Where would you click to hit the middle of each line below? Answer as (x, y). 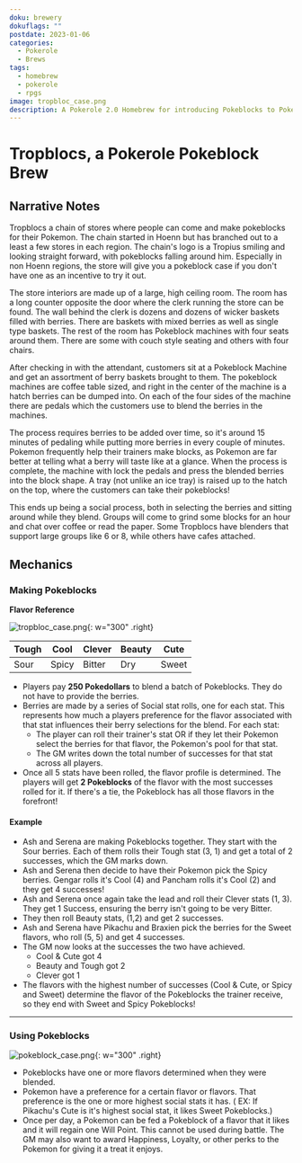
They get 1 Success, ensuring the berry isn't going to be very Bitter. (147, 909)
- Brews (32, 59)
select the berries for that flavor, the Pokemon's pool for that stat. (157, 743)
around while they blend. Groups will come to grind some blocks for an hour (150, 517)
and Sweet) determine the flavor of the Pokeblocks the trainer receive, (152, 995)
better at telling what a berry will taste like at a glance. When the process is (148, 462)
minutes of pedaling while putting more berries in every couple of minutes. (147, 442)
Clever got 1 (58, 975)
